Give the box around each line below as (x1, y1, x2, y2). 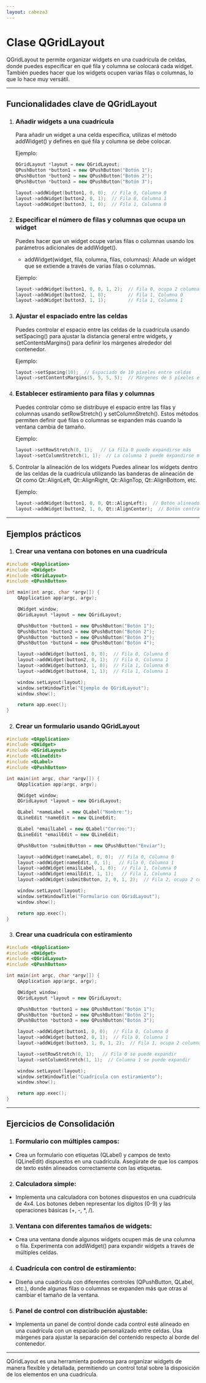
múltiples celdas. (15, 1249, 58, 1256)
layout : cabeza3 (6, 9, 48, 15)
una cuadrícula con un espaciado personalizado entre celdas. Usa (15, 1327, 183, 1334)
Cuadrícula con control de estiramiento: (15, 1264, 137, 1273)
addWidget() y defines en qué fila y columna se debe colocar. (15, 138, 172, 145)
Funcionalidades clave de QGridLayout (6, 99, 158, 109)
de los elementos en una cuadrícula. (6, 1370, 98, 1378)
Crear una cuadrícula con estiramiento (15, 931, 133, 939)
